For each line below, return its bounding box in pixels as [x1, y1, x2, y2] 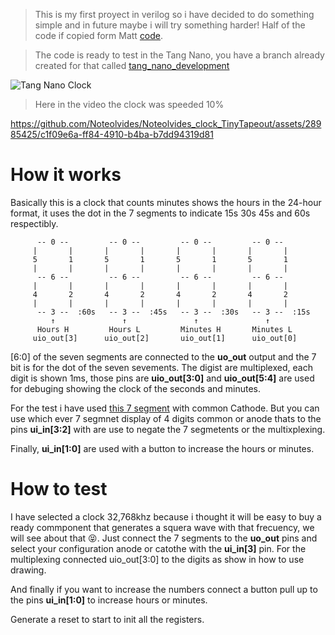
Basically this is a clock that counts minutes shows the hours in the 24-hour [10, 196, 322, 208]
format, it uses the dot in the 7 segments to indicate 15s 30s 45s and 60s [10, 207, 311, 219]
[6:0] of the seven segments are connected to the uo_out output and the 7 [10, 350, 317, 363]
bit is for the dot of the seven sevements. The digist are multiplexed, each [10, 361, 313, 373]
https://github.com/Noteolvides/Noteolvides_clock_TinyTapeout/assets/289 [10, 118, 322, 129]
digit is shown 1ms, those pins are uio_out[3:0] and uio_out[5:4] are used [10, 372, 315, 384]
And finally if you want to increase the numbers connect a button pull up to [10, 583, 318, 595]
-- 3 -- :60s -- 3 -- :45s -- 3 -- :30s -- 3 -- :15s [36, 307, 311, 317]
